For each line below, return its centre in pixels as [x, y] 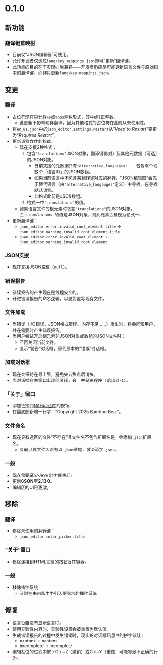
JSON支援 [17, 255]
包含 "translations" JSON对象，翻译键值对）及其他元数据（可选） [93, 153]
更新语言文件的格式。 [34, 141]
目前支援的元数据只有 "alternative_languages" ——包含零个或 [96, 166]
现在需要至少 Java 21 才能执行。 [44, 475]
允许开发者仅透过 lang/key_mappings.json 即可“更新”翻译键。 [72, 60]
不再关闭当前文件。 [39, 342]
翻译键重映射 [20, 43]
